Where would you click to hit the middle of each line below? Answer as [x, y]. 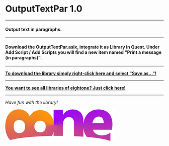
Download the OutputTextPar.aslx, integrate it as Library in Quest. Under [82, 47]
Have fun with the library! [32, 102]
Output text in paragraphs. [33, 29]
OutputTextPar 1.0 [44, 9]
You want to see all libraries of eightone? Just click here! [65, 88]
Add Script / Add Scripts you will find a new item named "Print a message [83, 52]
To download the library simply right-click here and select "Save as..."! [81, 74]
